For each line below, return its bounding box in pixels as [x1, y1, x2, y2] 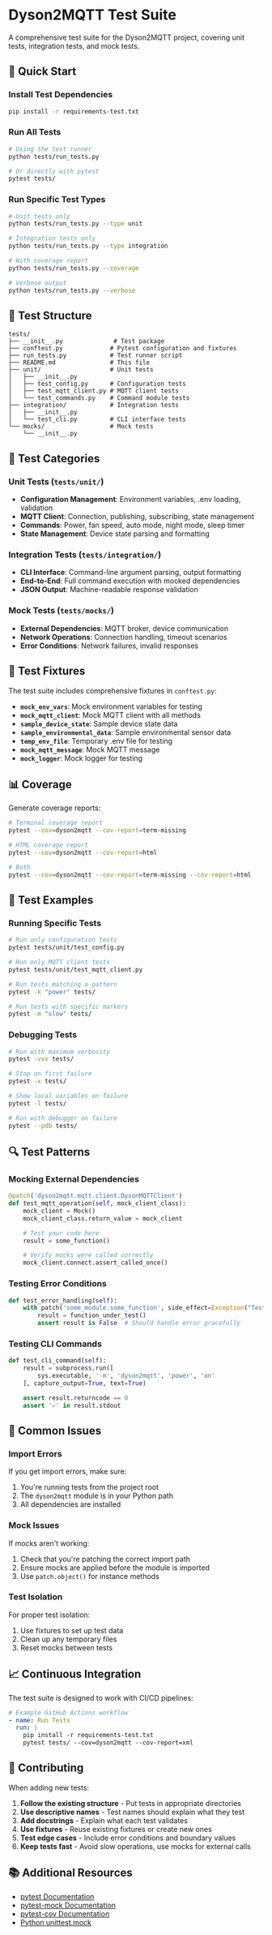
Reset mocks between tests [19, 1642, 113, 1652]
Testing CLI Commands [8, 1338, 103, 1349]
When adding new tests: [8, 1783, 90, 1792]
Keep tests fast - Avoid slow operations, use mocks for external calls [19, 1841, 251, 1851]
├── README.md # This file [8, 358, 151, 367]
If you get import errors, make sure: [8, 1466, 127, 1477]
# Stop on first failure [8, 1070, 92, 1078]
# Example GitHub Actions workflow [8, 1709, 129, 1717]
